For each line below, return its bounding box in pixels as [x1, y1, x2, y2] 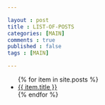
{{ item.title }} [17, 83, 57, 91]
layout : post [7, 16, 50, 23]
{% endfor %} [17, 90, 59, 99]
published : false [7, 43, 62, 50]
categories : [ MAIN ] [7, 30, 65, 37]
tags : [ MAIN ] [7, 50, 50, 57]
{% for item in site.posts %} [17, 75, 99, 84]
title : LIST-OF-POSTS [7, 23, 74, 31]
